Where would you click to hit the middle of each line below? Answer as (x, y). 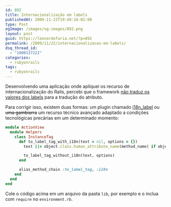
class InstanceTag (34, 137)
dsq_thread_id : (21, 48)
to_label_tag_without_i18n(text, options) (69, 156)
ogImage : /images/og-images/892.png (44, 29)
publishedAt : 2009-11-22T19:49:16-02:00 (49, 19)
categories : (18, 57)
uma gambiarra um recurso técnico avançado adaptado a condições (77, 112)
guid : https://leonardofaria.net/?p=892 (49, 39)
